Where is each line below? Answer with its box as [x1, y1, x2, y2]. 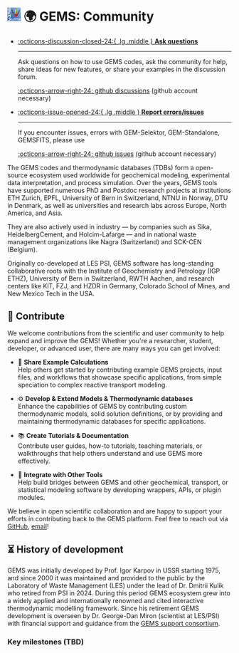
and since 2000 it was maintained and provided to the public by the [7, 573, 205, 582]
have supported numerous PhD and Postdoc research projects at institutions [7, 186, 231, 195]
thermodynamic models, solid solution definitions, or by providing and [17, 409, 223, 418]
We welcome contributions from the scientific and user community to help [7, 328, 225, 338]
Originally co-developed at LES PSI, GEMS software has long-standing [7, 259, 214, 268]
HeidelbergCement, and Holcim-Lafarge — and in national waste [7, 230, 197, 239]
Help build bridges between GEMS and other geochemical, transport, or [17, 478, 229, 486]
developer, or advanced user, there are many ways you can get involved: [7, 344, 221, 352]
